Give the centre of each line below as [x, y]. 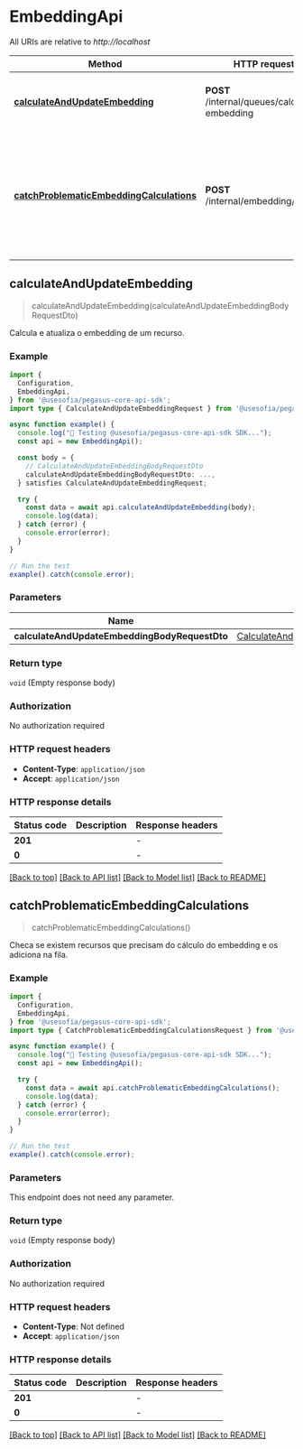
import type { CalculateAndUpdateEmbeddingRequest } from [120, 408]
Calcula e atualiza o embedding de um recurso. [97, 332]
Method [105, 63]
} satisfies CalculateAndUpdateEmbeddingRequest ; [112, 483]
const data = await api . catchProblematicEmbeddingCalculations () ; [153, 1088]
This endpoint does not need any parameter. [92, 1197]
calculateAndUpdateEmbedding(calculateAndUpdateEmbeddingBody [160, 305]
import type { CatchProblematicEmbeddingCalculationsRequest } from [141, 1030]
